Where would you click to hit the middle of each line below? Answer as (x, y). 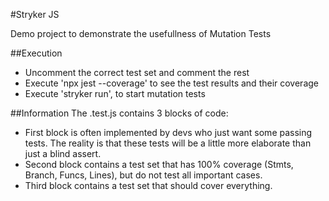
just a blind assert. (63, 153)
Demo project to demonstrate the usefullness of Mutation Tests (141, 33)
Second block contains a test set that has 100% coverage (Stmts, (159, 164)
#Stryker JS (35, 14)
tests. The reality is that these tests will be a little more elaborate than (168, 143)
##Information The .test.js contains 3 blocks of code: (119, 113)
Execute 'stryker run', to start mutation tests (115, 93)
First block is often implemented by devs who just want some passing (168, 132)
